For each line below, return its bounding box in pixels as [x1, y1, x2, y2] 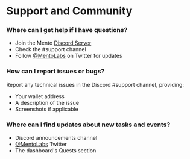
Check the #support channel [14, 46, 86, 53]
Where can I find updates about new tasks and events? [6, 120, 171, 129]
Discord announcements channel [14, 134, 98, 142]
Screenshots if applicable [14, 105, 78, 113]
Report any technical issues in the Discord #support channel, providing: [6, 81, 184, 88]
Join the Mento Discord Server [14, 39, 92, 46]
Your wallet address [14, 92, 65, 100]
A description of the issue [14, 99, 80, 106]
